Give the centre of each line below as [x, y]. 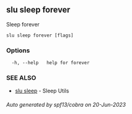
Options [18, 50]
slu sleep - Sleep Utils [42, 91]
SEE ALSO [21, 78]
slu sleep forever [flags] [40, 35]
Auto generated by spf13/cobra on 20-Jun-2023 [66, 105]
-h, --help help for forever [51, 63]
